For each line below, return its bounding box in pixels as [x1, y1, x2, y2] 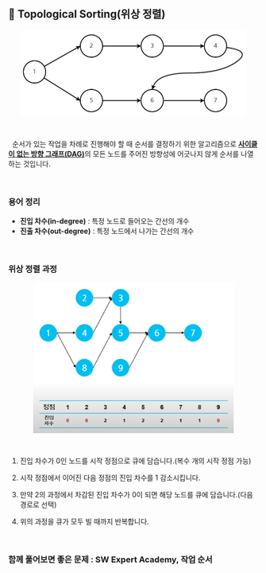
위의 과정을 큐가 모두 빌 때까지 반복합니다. [19, 516, 149, 526]
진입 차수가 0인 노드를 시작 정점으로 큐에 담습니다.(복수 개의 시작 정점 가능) [19, 456, 252, 466]
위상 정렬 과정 [8, 263, 58, 275]
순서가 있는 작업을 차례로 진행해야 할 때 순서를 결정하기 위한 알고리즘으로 [11, 139, 237, 149]
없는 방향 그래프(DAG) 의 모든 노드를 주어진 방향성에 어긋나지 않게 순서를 [16, 150, 240, 159]
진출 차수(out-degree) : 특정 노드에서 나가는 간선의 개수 [19, 226, 195, 236]
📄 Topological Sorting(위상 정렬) [8, 7, 166, 21]
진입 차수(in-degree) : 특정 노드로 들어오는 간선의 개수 [19, 216, 190, 225]
